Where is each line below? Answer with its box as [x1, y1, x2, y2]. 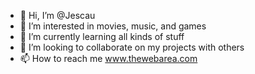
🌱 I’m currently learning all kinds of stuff [19, 31, 185, 42]
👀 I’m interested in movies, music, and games [19, 20, 207, 32]
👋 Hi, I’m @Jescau [19, 10, 96, 21]
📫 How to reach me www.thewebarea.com [19, 53, 198, 64]
